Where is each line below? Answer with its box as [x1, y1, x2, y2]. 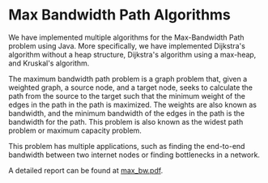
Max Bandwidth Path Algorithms [8, 6, 231, 24]
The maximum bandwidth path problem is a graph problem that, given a [8, 74, 248, 83]
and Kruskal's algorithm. [8, 58, 90, 68]
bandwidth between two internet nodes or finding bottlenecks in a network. [8, 150, 261, 160]
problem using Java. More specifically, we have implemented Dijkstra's [8, 40, 245, 50]
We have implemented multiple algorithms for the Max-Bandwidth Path [8, 32, 245, 42]
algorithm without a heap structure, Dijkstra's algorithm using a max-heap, [8, 49, 257, 59]
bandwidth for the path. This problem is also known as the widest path [8, 117, 244, 126]
